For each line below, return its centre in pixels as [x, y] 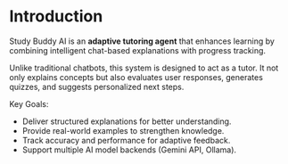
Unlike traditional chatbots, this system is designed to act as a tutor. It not [144, 68]
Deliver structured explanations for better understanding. [127, 121]
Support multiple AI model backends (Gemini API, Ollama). [129, 150]
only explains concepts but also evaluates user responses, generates [136, 77]
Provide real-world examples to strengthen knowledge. [123, 130]
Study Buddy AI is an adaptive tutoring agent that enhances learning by [142, 41]
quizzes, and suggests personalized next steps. [97, 86]
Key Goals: [29, 103]
